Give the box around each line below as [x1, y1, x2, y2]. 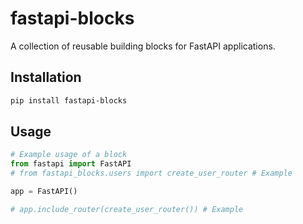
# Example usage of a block [10, 150, 128, 160]
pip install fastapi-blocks [10, 95, 128, 106]
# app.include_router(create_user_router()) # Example [10, 204, 244, 214]
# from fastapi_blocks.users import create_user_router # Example [10, 168, 293, 179]
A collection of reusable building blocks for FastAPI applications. [10, 40, 276, 52]
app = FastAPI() [10, 187, 78, 197]
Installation [10, 69, 82, 86]
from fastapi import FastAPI [10, 159, 132, 169]
